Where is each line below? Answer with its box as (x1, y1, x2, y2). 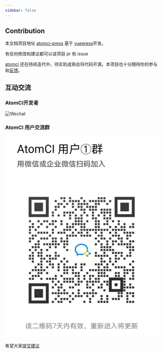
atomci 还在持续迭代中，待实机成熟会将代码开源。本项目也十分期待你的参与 (5, 62, 158, 67)
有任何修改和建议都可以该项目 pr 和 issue (5, 51, 88, 57)
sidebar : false (5, 8, 36, 13)
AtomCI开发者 (5, 99, 39, 106)
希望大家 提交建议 (5, 343, 40, 349)
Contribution (5, 27, 45, 35)
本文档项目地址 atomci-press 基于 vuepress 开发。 (5, 40, 107, 46)
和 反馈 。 (5, 67, 23, 73)
